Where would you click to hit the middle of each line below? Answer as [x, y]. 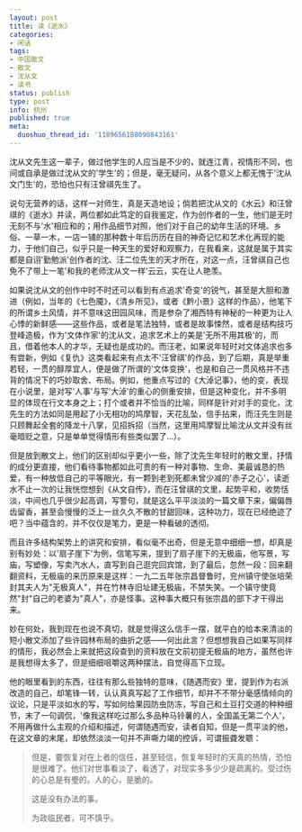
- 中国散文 [27, 59]
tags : [19, 51]
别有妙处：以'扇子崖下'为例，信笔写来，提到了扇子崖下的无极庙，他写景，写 [150, 553]
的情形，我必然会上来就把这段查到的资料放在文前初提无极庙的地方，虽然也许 [151, 651]
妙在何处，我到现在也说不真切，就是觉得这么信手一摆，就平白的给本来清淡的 [151, 629]
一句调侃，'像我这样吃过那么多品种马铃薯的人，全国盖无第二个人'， [165, 715]
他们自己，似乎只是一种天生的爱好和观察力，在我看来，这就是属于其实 [163, 248]
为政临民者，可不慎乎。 [75, 818]
